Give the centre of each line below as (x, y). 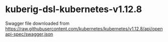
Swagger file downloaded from (37, 23)
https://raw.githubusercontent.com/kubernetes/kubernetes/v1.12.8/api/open (84, 28)
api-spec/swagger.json (29, 34)
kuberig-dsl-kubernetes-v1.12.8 (74, 9)
